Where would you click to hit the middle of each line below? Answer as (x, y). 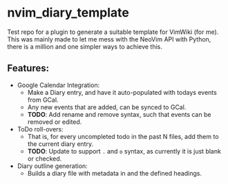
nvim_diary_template (68, 13)
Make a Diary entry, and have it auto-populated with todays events (122, 92)
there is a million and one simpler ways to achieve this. (85, 46)
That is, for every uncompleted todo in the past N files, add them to (123, 136)
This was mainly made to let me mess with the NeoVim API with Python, (109, 39)
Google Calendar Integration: (58, 85)
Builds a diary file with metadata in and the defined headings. (115, 173)
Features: (28, 68)
